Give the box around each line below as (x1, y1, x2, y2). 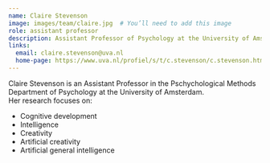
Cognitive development (19, 111, 98, 120)
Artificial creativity (19, 137, 81, 146)
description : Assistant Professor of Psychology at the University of (8, 34, 250, 43)
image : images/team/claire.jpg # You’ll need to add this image (8, 19, 231, 27)
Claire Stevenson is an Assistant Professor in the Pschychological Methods (8, 78, 256, 88)
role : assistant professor (8, 26, 99, 35)
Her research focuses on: (8, 96, 92, 105)
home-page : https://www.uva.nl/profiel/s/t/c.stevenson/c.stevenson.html (15, 57, 268, 65)
